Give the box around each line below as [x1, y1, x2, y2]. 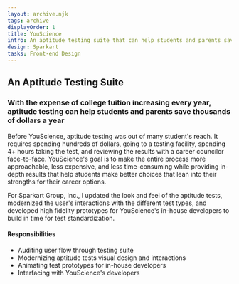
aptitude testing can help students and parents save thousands [7, 107, 231, 117]
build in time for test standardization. [7, 214, 115, 222]
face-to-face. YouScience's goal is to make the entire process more [7, 154, 206, 163]
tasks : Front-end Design [7, 51, 81, 58]
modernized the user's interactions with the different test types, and [7, 199, 207, 207]
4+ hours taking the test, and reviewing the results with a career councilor [7, 147, 224, 155]
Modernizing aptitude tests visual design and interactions [17, 253, 186, 262]
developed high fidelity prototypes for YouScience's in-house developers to [7, 206, 230, 214]
